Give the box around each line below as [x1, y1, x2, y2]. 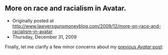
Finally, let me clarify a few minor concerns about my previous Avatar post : [5, 43, 164, 50]
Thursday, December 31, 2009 [12, 34, 77, 40]
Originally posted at [12, 17, 54, 23]
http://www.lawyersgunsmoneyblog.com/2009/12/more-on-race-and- [12, 23, 161, 29]
